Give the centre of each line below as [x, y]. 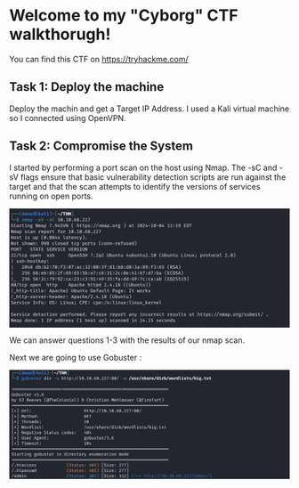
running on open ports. [51, 196]
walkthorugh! [60, 34]
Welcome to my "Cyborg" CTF [124, 16]
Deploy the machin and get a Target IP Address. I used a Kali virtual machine [149, 109]
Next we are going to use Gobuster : [76, 358]
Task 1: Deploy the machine [87, 87]
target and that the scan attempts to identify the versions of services [135, 186]
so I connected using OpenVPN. [68, 118]
